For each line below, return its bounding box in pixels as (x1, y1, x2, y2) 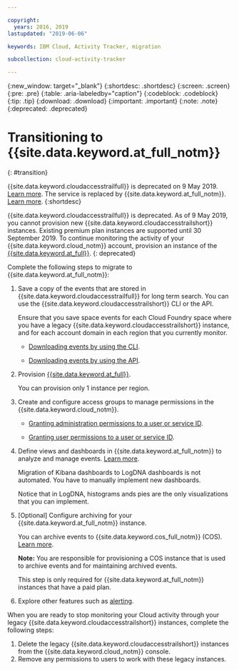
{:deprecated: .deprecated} (7, 104, 88, 113)
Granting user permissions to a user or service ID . (28, 433, 175, 441)
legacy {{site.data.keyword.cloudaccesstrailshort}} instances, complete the (7, 619, 229, 627)
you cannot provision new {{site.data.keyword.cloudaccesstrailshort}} (7, 219, 213, 227)
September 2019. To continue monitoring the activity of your (7, 234, 184, 243)
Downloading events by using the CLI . (28, 342, 141, 351)
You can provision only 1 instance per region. (17, 384, 150, 393)
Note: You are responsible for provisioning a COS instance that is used (17, 554, 226, 563)
